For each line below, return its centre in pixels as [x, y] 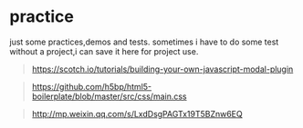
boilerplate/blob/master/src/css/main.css [109, 96]
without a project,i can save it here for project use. [104, 51]
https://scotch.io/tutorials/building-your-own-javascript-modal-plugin [162, 69]
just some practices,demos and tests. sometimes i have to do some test [144, 42]
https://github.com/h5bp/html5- [92, 86]
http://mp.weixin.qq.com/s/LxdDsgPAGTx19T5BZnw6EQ [137, 113]
